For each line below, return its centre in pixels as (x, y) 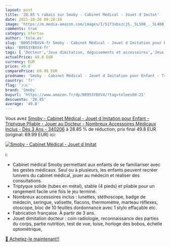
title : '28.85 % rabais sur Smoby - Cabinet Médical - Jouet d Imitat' (82, 15)
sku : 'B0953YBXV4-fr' (28, 48)
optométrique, (27, 229)
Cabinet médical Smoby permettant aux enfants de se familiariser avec (87, 164)
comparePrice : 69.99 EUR (31, 71)
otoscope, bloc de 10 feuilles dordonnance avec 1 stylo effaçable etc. (84, 208)
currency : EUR (20, 62)
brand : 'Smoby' (21, 90)
